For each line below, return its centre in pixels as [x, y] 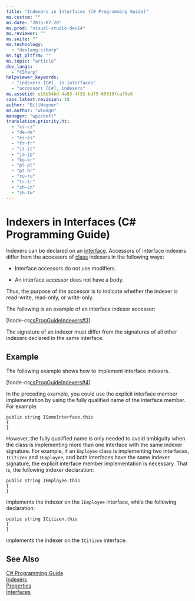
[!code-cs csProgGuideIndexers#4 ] [48, 383]
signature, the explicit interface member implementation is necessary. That [97, 463]
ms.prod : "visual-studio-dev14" [46, 28]
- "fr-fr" [23, 143]
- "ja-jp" [23, 154]
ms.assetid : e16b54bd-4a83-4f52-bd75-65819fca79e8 [70, 94]
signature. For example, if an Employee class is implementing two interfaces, [98, 451]
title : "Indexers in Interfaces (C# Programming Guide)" [77, 12]
